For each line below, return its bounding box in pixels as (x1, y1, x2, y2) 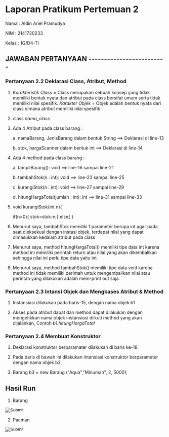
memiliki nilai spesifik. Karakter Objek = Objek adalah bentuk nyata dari (12, 100, 161, 106)
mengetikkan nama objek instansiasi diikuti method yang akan (12, 314, 142, 320)
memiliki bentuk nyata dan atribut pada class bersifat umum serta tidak (12, 95, 161, 101)
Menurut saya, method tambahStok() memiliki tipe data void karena (12, 265, 153, 271)
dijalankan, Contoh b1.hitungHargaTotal (12, 320, 95, 326)
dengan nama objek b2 (12, 359, 61, 366)
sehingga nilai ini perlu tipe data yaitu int (12, 254, 97, 261)
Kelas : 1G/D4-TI (5, 40, 39, 46)
